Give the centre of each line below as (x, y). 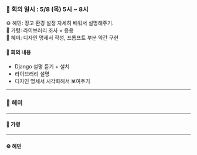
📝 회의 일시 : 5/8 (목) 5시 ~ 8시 (47, 9)
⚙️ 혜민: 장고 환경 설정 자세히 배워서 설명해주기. (60, 23)
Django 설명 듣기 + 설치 (42, 66)
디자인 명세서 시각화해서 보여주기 (52, 81)
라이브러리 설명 (32, 74)
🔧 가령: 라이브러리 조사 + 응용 (40, 30)
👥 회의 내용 (18, 52)
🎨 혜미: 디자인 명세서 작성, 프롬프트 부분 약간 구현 (62, 38)
